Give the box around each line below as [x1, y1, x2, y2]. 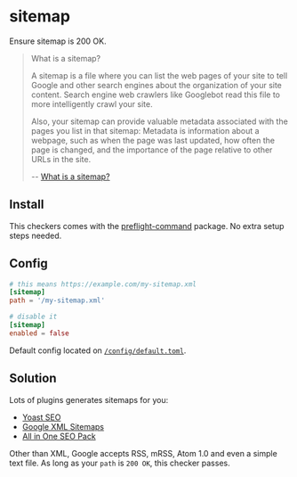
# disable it [9, 312, 58, 322]
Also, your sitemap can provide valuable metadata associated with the [30, 116, 289, 127]
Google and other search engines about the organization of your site [30, 79, 283, 90]
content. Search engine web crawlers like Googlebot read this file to [30, 89, 280, 100]
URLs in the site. [30, 153, 92, 164]
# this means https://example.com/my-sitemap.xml [9, 279, 197, 289]
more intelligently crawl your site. [30, 98, 153, 109]
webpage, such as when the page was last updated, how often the [30, 135, 276, 145]
